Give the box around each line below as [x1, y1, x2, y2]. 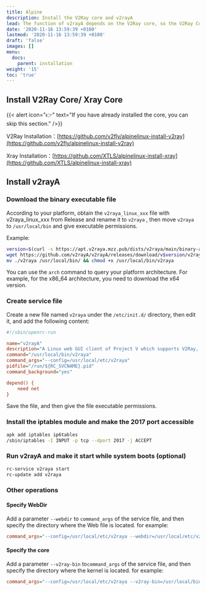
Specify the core [6, 547, 50, 554]
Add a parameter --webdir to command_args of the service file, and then [6, 515, 185, 522]
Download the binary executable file [6, 195, 116, 204]
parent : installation [17, 60, 72, 66]
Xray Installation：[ [6, 152, 55, 160]
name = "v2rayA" [6, 340, 43, 347]
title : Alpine [6, 9, 43, 15]
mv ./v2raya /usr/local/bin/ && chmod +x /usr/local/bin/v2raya [6, 257, 174, 264]
